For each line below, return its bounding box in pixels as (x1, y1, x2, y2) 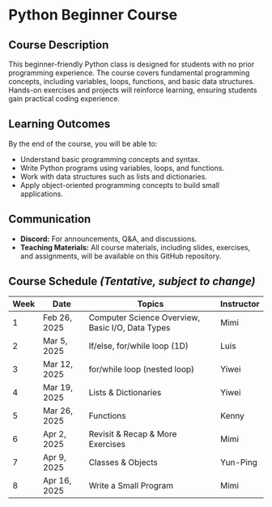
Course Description (8, 38, 109, 52)
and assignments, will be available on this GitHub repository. (19, 251, 222, 261)
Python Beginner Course (8, 6, 178, 24)
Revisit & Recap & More (88, 428, 177, 440)
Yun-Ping (219, 457, 257, 468)
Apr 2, (43, 428, 66, 440)
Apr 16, (43, 475, 72, 487)
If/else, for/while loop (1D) (88, 340, 189, 351)
